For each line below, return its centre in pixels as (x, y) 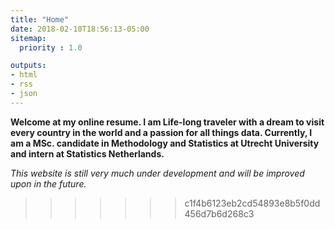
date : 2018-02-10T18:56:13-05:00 (80, 29)
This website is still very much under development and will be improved (157, 173)
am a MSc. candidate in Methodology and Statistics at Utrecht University (165, 143)
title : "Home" (40, 19)
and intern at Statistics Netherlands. (87, 153)
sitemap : (28, 38)
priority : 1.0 (51, 47)
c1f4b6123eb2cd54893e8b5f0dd (252, 203)
